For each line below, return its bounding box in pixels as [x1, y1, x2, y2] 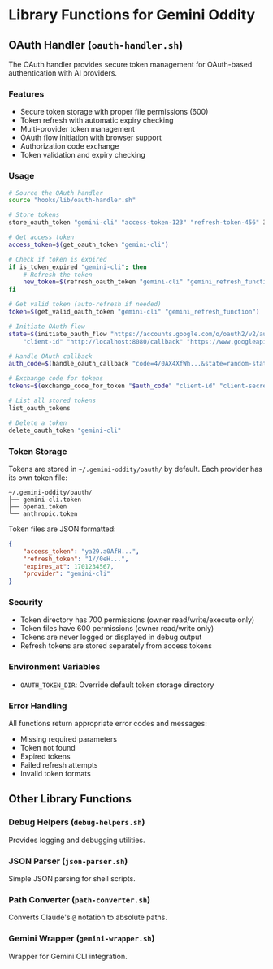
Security [8, 597, 43, 608]
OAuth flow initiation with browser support [19, 132, 162, 143]
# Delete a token [8, 418, 67, 427]
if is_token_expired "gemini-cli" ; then [8, 262, 148, 271]
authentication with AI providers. [8, 68, 118, 78]
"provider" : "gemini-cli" [23, 570, 111, 578]
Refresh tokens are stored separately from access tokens [19, 641, 213, 651]
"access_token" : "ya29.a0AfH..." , [23, 547, 140, 556]
